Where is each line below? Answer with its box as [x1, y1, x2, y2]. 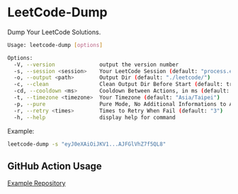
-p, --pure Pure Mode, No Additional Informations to [13, 100, 227, 107]
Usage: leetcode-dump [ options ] [7, 41, 103, 48]
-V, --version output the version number [13, 61, 179, 68]
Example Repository [7, 179, 66, 188]
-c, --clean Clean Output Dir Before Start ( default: [13, 81, 223, 88]
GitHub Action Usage [7, 160, 103, 172]
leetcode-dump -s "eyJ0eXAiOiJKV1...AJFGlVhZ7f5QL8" [7, 140, 166, 148]
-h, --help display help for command [13, 114, 176, 121]
